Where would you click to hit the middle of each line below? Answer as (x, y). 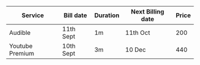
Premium (22, 53)
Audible (20, 33)
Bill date (75, 15)
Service (33, 15)
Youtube (21, 46)
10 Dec (136, 50)
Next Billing (148, 12)
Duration (107, 15)
